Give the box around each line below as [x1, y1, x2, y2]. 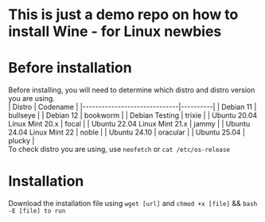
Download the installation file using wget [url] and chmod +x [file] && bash [8, 199, 258, 208]
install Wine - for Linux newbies [8, 22, 222, 41]
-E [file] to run [8, 207, 66, 216]
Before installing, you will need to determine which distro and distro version [8, 85, 255, 95]
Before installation [8, 59, 133, 77]
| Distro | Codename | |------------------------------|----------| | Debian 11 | [8, 102, 257, 112]
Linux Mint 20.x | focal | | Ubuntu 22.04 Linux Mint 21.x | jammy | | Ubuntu [8, 119, 251, 129]
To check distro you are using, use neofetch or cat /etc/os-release [8, 145, 231, 154]
